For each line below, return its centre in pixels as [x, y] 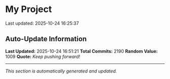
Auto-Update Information [46, 39]
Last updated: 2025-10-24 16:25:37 [42, 23]
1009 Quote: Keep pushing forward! [43, 56]
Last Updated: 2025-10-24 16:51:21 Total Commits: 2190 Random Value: [81, 51]
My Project [29, 9]
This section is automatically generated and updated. [61, 71]
